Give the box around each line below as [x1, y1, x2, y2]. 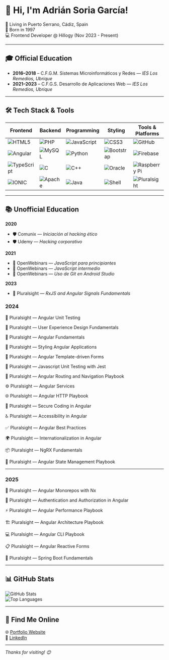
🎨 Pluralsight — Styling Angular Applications [5, 344, 97, 350]
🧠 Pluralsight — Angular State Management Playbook [5, 459, 116, 465]
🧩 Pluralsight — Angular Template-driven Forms [5, 353, 104, 360]
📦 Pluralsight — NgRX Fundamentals [5, 447, 82, 453]
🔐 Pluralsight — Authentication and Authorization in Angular [5, 497, 129, 503]
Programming [66, 127, 100, 134]
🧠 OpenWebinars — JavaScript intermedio [12, 265, 101, 271]
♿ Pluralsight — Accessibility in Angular [5, 413, 87, 419]
